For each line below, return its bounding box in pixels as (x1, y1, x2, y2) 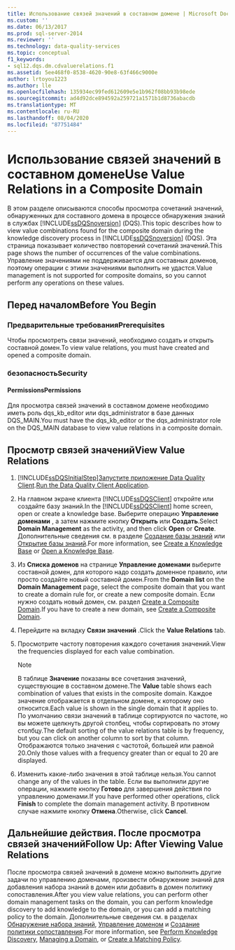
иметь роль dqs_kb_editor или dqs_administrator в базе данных (7, 409, 194, 417)
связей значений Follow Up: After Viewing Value (7, 839, 224, 850)
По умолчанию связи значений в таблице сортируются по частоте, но (17, 712, 228, 720)
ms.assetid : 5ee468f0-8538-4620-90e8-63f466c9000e (7, 69, 158, 76)
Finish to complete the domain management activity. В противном (17, 800, 210, 808)
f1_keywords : (7, 56, 45, 63)
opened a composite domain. (7, 351, 92, 360)
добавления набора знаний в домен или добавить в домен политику (7, 883, 213, 891)
